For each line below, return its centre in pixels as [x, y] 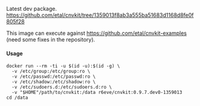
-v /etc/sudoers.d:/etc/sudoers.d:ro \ [62, 87]
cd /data [17, 98]
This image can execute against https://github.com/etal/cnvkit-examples [97, 33]
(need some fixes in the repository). [51, 39]
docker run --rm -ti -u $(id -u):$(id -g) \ [63, 66]
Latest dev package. [32, 9]
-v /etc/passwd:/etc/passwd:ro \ [54, 77]
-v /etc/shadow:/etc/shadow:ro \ [54, 82]
